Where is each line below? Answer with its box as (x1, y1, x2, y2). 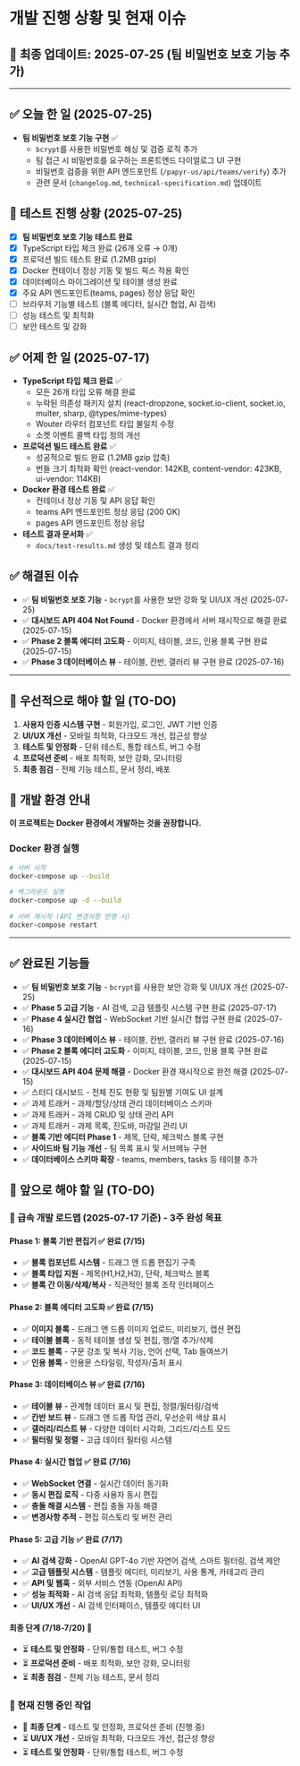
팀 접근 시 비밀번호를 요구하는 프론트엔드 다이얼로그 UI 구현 (35, 154, 242, 166)
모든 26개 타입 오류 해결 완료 (35, 387, 137, 397)
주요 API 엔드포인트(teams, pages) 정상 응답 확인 (21, 287, 196, 298)
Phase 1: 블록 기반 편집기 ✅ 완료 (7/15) (9, 1235, 146, 1246)
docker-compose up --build (9, 871, 110, 880)
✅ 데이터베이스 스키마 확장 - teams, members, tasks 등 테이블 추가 (21, 1153, 258, 1164)
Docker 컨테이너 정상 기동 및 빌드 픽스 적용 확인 (21, 265, 189, 276)
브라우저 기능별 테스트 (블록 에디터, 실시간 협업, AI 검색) (21, 299, 217, 309)
